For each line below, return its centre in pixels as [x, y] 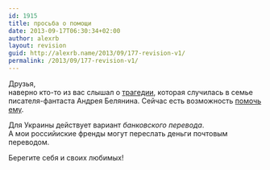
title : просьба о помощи [50, 23]
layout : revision [37, 46]
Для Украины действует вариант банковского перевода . [106, 125]
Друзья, [22, 83]
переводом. [29, 142]
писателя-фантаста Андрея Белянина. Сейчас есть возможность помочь [135, 101]
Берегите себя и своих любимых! [66, 157]
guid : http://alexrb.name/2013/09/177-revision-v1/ [97, 53]
